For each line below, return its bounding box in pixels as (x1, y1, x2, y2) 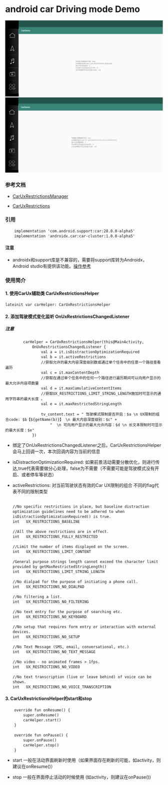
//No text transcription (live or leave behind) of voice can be (12, 674, 151, 679)
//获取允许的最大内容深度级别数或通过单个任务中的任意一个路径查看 (40, 360, 161, 365)
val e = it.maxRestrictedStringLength (40, 401, 122, 406)
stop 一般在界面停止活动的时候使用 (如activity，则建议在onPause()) (12, 774, 151, 780)
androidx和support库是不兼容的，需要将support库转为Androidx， (12, 257, 147, 263)
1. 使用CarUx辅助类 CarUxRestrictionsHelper (5, 290, 99, 296)
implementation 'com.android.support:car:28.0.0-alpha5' (14, 228, 135, 233)
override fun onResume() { (14, 707, 70, 712)
